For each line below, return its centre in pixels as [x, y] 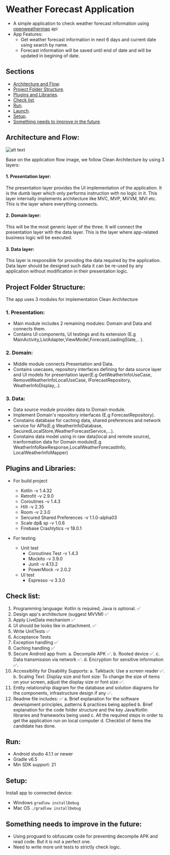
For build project [30, 480]
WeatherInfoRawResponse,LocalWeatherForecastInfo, [70, 447]
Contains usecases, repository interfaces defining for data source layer [87, 369]
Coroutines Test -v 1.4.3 [53, 553]
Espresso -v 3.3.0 [47, 580]
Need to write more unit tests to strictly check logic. [67, 847]
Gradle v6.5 [25, 759]
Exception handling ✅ [36, 642]
